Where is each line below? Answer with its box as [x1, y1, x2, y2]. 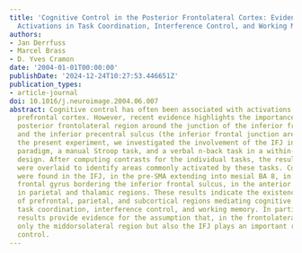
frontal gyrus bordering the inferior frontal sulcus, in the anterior [17, 180, 292, 189]
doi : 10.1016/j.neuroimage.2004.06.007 [9, 96, 159, 106]
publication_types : [9, 80, 83, 89]
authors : [9, 30, 42, 39]
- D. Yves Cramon [9, 55, 75, 64]
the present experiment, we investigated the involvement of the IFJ [17, 138, 283, 147]
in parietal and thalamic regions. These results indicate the [17, 188, 259, 197]
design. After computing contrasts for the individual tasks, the [17, 154, 271, 164]
